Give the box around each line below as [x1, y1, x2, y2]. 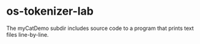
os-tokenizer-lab [6, 4, 94, 18]
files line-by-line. [6, 31, 49, 38]
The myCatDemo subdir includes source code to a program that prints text [6, 24, 194, 32]
